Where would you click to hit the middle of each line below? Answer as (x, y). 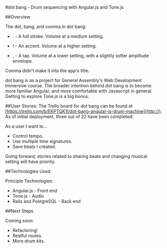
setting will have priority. (30, 161)
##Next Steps (19, 211)
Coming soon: (19, 220)
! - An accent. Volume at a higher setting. (55, 46)
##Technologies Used (28, 171)
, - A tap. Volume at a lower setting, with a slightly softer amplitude (81, 55)
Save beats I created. (34, 146)
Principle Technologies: (29, 181)
